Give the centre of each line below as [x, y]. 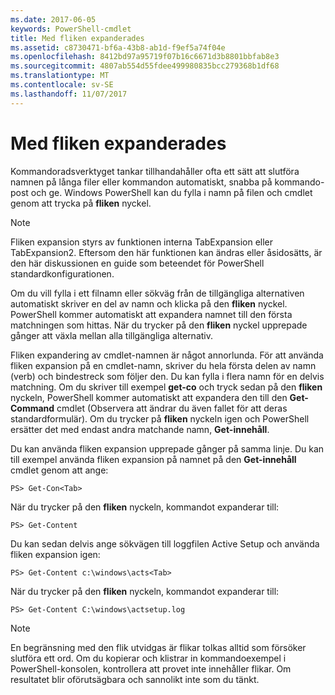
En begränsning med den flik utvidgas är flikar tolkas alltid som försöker [158, 647]
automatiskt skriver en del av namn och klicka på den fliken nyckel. [149, 303]
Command [32, 408]
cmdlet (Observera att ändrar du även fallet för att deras [172, 408]
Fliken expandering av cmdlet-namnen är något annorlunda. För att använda [167, 355]
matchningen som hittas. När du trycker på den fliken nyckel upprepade [159, 325]
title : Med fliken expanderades [77, 38]
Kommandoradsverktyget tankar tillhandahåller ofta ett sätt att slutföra [155, 171]
